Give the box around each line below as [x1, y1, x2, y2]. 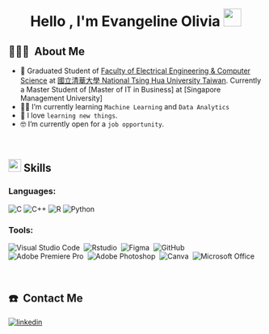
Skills [23, 161, 52, 175]
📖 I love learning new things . [19, 110, 118, 120]
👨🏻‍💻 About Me [8, 45, 85, 58]
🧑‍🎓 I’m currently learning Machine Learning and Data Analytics [19, 102, 230, 111]
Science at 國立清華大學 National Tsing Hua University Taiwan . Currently [19, 75, 262, 85]
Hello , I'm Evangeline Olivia [30, 12, 221, 31]
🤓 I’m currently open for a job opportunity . [19, 119, 165, 129]
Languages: [8, 186, 57, 197]
